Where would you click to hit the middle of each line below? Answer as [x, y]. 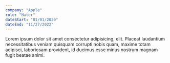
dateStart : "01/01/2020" [32, 19]
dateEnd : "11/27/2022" [29, 24]
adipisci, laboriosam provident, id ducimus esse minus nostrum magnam [82, 50]
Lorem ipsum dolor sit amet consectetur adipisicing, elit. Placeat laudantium [85, 39]
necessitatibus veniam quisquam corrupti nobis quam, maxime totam [78, 45]
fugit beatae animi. [25, 55]
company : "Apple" [24, 10]
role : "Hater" [20, 15]
